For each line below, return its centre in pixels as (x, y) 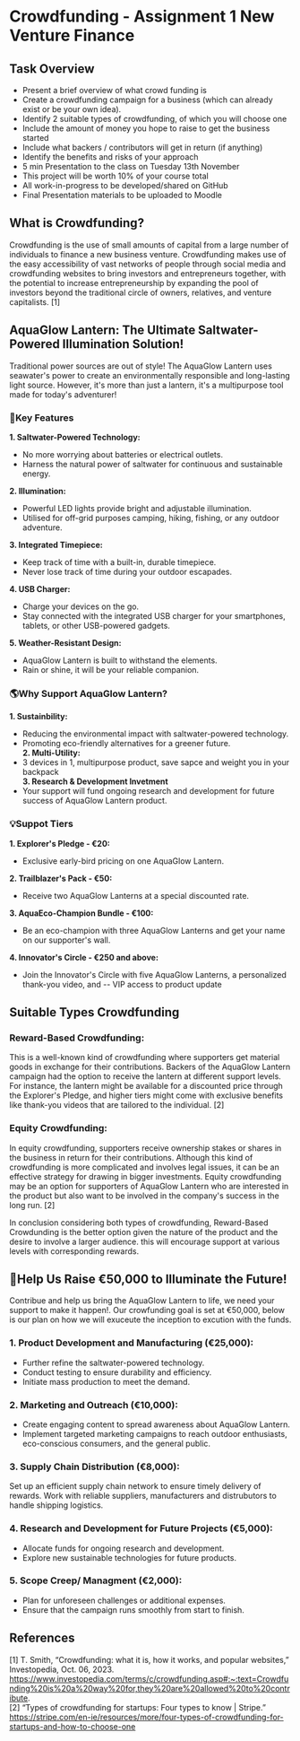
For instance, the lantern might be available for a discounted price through (146, 1086)
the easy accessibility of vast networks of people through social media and (148, 264)
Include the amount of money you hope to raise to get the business (146, 128)
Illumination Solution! (123, 344)
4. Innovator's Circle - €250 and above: (84, 957)
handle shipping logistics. (56, 1505)
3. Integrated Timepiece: (56, 544)
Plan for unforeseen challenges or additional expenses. (124, 1600)
